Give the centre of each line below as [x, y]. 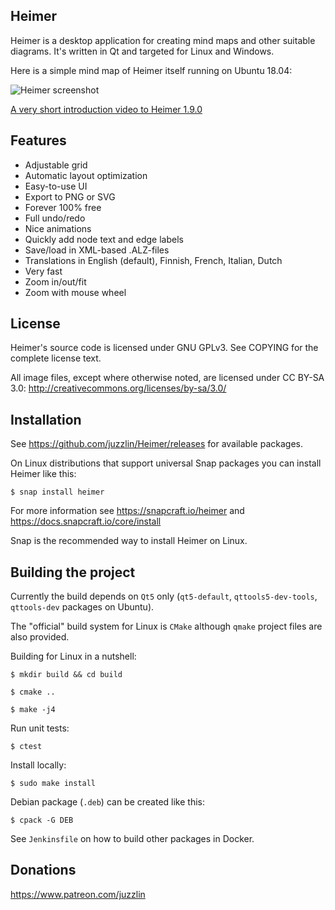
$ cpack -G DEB [42, 820]
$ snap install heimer [57, 492]
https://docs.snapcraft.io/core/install [86, 521]
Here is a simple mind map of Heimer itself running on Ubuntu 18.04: [151, 70]
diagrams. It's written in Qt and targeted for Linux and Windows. [142, 51]
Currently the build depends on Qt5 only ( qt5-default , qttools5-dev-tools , [164, 596]
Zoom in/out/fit [55, 281]
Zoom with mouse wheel [75, 292]
